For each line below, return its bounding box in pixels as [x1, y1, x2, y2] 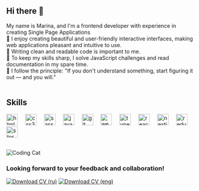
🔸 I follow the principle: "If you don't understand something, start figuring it [6, 67, 194, 74]
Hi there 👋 [6, 6, 44, 16]
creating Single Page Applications [6, 28, 91, 36]
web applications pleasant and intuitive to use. [6, 41, 122, 48]
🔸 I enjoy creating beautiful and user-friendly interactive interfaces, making [6, 34, 194, 42]
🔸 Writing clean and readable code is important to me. [6, 48, 141, 55]
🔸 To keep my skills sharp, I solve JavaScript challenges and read [6, 54, 169, 61]
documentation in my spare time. [6, 60, 89, 68]
